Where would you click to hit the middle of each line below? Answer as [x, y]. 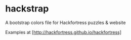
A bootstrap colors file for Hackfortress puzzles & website [65, 22]
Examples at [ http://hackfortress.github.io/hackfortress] [63, 32]
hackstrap [27, 9]
